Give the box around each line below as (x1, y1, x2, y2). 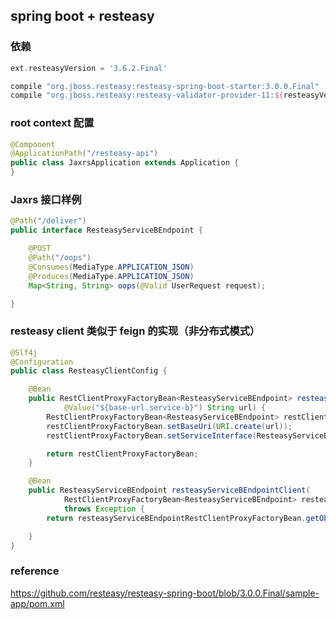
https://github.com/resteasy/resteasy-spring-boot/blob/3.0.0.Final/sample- (10, 587, 320, 599)
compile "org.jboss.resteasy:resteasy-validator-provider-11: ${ (10, 90, 284, 101)
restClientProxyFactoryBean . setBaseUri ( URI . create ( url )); (46, 421, 293, 431)
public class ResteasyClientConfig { (10, 366, 168, 376)
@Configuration (10, 357, 74, 367)
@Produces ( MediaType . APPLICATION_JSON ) (28, 271, 195, 281)
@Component (10, 139, 56, 149)
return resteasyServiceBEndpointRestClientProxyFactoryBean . (46, 513, 307, 523)
